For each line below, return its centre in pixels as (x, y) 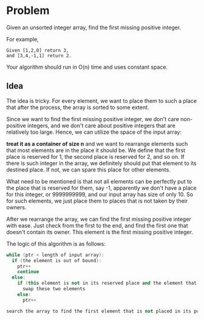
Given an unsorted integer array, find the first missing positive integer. (94, 27)
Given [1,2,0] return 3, (38, 50)
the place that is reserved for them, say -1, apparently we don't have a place (101, 188)
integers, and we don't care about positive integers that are (101, 125)
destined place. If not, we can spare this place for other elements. (89, 169)
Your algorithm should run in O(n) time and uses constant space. (87, 67)
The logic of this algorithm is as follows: (56, 243)
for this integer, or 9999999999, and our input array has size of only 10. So (100, 194)
